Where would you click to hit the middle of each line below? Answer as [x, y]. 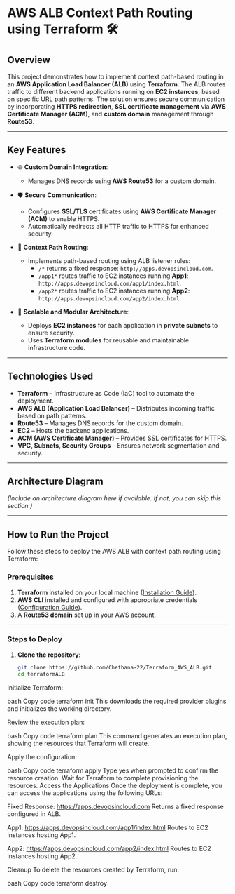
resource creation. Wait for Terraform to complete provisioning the [103, 778]
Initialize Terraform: [35, 687]
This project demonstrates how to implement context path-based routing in [115, 76]
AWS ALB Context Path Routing [100, 13]
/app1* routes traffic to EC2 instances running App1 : [113, 276]
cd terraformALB [41, 674]
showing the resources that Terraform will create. [78, 743]
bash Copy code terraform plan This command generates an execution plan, [117, 735]
